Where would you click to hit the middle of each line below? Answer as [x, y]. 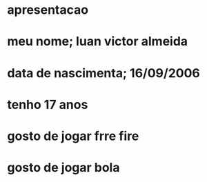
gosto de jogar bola [63, 168]
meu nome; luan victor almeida [98, 42]
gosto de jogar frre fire [73, 136]
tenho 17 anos [48, 104]
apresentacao [48, 10]
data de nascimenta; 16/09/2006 [103, 73]
